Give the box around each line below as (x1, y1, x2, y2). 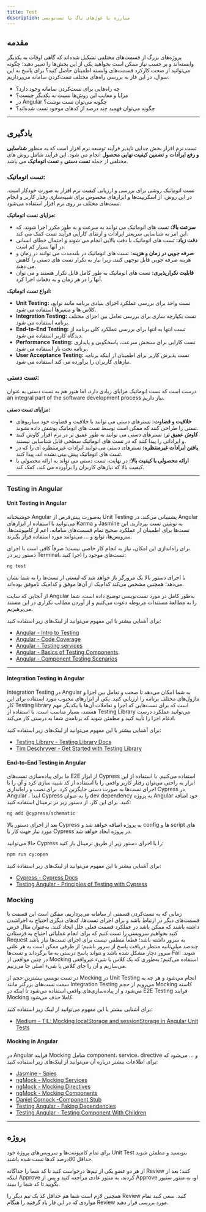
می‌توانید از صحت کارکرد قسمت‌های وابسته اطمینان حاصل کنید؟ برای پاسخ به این (7, 67, 191, 74)
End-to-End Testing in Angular (7, 759, 86, 766)
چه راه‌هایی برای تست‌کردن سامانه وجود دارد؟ (15, 85, 120, 93)
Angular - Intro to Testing (15, 629, 79, 636)
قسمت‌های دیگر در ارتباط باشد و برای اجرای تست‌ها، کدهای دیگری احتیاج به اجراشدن (7, 916, 200, 924)
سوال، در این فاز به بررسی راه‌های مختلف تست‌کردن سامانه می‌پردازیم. (7, 73, 170, 80)
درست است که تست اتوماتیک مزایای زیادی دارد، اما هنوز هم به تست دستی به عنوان (7, 387, 197, 394)
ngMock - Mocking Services (15, 1076, 88, 1083)
